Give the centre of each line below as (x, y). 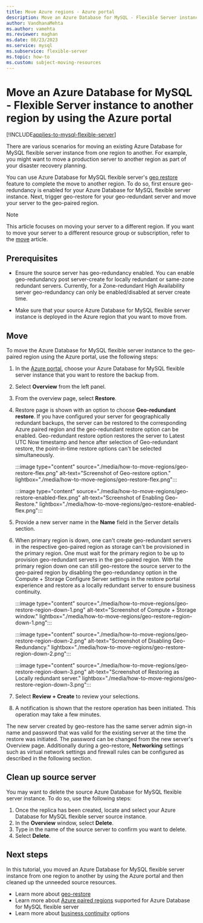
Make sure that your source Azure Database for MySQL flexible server (102, 310)
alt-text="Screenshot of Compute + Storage (141, 610)
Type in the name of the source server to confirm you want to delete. (101, 829)
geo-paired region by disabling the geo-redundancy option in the (96, 572)
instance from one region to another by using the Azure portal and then (95, 876)
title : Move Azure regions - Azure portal (60, 12)
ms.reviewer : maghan (32, 34)
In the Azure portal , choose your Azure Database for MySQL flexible (100, 369)
